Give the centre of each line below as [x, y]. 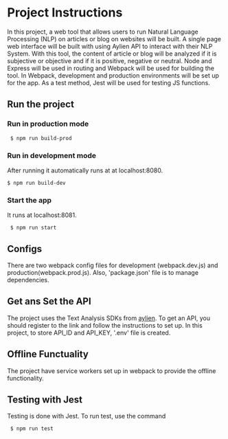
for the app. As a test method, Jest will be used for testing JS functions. [109, 82]
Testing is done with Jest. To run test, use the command [87, 416]
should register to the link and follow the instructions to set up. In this [105, 325]
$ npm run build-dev [37, 183]
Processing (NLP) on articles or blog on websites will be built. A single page [114, 38]
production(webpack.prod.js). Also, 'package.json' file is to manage [103, 273]
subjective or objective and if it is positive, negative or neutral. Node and [110, 60]
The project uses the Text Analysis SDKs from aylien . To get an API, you [109, 318]
